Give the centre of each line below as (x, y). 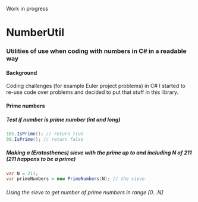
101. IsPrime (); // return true (45, 134)
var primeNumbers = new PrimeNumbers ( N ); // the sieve (76, 179)
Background (22, 72)
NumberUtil (35, 33)
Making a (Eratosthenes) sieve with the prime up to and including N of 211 (99, 153)
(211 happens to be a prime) (41, 159)
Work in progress (27, 9)
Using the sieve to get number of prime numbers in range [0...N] (85, 192)
